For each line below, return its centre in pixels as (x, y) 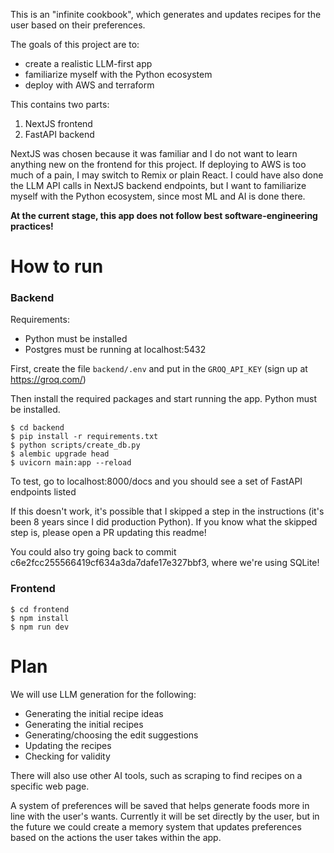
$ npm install (40, 618)
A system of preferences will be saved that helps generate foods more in (160, 805)
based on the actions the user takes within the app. (116, 837)
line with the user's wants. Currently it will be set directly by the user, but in (165, 816)
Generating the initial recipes (84, 724)
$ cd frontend (40, 609)
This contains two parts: (60, 104)
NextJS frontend (58, 123)
